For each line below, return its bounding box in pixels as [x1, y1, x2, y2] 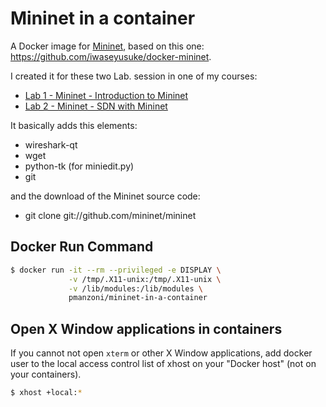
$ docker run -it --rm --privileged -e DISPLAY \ [10, 265, 222, 275]
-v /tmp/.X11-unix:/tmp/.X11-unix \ [68, 274, 222, 284]
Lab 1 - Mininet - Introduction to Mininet [24, 89, 189, 101]
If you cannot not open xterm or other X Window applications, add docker [10, 347, 313, 359]
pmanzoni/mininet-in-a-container [68, 293, 208, 303]
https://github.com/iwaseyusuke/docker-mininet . [10, 50, 212, 62]
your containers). [10, 368, 82, 381]
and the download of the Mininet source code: [10, 190, 201, 202]
